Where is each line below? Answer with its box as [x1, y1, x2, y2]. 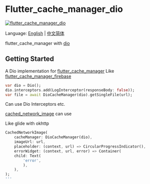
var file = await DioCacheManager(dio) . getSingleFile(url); [5, 92, 133, 97]
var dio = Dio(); [5, 83, 41, 88]
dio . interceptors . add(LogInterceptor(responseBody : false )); [5, 87, 135, 93]
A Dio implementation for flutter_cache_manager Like [5, 68, 115, 74]
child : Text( [14, 153, 41, 158]
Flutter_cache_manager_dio [5, 3, 123, 15]
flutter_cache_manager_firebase [5, 73, 71, 79]
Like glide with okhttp [5, 121, 49, 127]
